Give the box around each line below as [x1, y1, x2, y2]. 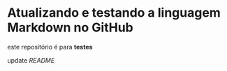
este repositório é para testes [7, 42, 93, 51]
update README [7, 56, 55, 64]
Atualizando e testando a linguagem [7, 5, 221, 21]
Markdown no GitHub [7, 19, 134, 35]
